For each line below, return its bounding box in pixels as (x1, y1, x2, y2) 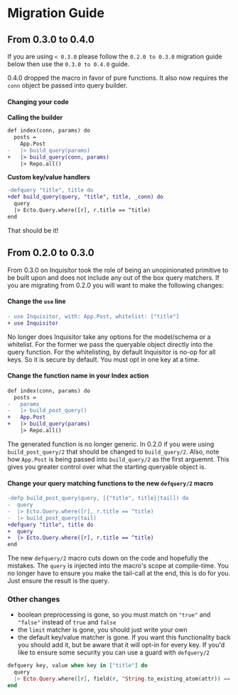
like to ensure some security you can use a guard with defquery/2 (17, 648, 210, 657)
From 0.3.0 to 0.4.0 (7, 33, 94, 46)
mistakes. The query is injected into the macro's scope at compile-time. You (7, 561, 229, 570)
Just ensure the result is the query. (7, 577, 109, 585)
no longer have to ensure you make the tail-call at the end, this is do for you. (7, 569, 231, 578)
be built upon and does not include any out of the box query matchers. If (7, 273, 220, 282)
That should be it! (7, 226, 59, 234)
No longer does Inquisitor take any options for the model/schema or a (7, 333, 211, 341)
